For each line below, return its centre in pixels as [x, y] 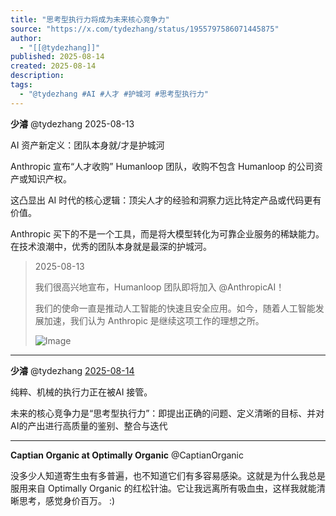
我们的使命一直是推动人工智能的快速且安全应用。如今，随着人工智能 [175, 308]
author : [26, 38]
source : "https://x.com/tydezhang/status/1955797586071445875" [145, 29]
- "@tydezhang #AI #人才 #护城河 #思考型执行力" [114, 94]
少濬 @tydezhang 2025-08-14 [72, 370]
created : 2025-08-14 [53, 66]
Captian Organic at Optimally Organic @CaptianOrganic [127, 455]
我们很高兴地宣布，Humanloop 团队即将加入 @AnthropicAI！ [159, 287]
